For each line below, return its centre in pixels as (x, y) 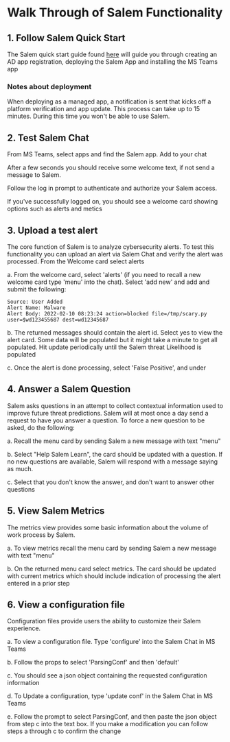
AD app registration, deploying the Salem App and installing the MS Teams (113, 62)
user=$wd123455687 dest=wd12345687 (58, 320)
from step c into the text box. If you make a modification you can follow (107, 724)
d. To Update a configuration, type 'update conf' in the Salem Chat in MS (110, 696)
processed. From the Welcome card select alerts (76, 261)
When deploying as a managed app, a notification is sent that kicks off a (109, 101)
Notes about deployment (49, 86)
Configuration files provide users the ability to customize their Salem (104, 621)
